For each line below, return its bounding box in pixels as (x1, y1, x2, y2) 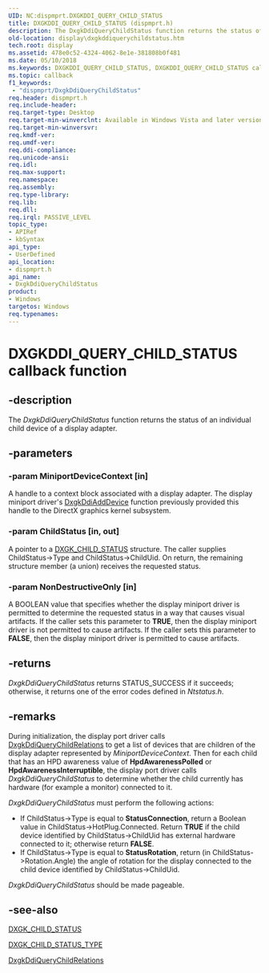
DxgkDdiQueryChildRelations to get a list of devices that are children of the (8, 740, 256, 749)
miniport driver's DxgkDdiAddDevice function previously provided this (8, 497, 239, 507)
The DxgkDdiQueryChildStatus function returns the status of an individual (8, 415, 251, 424)
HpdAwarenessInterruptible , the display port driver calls (8, 765, 198, 775)
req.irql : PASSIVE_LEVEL (8, 213, 91, 221)
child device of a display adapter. (8, 423, 118, 433)
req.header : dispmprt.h (8, 94, 88, 102)
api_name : (8, 273, 42, 281)
